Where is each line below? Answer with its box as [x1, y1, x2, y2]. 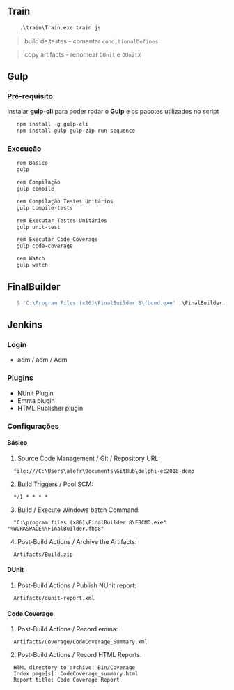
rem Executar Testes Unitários [16, 216, 108, 224]
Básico [7, 439, 28, 447]
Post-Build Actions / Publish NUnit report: [17, 581, 137, 589]
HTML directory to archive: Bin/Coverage [13, 664, 136, 671]
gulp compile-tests [16, 204, 73, 212]
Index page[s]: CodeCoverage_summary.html [13, 670, 139, 677]
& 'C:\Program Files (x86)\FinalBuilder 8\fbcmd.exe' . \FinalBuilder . [16, 300, 226, 307]
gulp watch [16, 262, 49, 269]
